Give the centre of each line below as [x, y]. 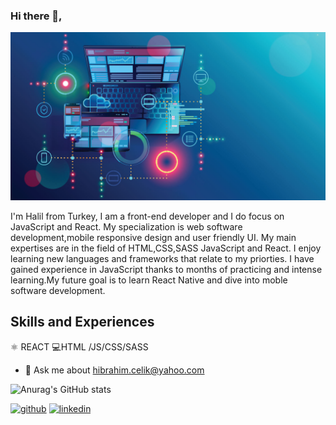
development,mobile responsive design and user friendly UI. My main [153, 238]
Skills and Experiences [82, 322]
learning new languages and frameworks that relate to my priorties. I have [162, 259]
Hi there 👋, [36, 16]
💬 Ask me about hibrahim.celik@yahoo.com [114, 370]
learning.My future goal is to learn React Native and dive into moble [149, 280]
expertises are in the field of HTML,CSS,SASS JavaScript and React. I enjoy [166, 248]
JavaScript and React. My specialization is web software [126, 227]
